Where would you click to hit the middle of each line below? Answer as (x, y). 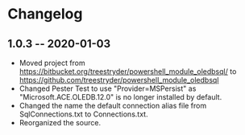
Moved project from (52, 63)
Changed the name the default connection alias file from (113, 106)
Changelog (45, 14)
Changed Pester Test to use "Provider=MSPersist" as (108, 88)
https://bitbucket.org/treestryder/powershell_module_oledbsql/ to (128, 72)
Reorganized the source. (60, 123)
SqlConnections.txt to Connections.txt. (83, 114)
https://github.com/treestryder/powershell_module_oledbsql (119, 80)
